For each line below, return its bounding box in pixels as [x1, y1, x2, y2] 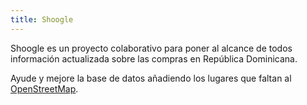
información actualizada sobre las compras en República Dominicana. [10, 52, 298, 65]
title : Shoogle [10, 14, 74, 25]
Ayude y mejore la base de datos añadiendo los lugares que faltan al [10, 72, 292, 84]
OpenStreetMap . [10, 82, 79, 95]
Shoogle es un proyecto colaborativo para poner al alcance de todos [10, 42, 293, 54]
